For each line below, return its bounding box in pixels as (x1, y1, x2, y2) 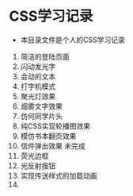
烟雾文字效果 (20, 101, 63, 111)
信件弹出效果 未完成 (20, 140, 85, 151)
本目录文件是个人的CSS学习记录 (20, 35, 125, 44)
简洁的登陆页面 (20, 52, 70, 61)
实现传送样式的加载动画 (20, 171, 97, 180)
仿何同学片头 (20, 111, 63, 121)
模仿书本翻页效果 (20, 131, 77, 140)
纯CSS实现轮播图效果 (20, 121, 90, 131)
